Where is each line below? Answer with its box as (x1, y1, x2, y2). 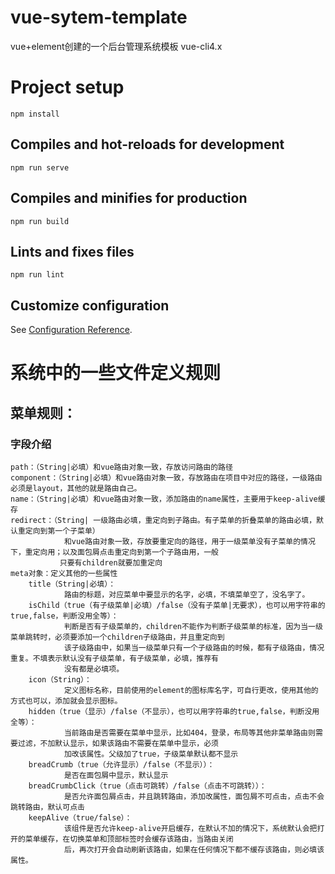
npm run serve (10, 162, 70, 173)
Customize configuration (10, 297, 170, 314)
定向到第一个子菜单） (24, 526, 100, 536)
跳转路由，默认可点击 (10, 802, 85, 812)
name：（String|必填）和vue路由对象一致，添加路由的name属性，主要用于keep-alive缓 (10, 494, 326, 504)
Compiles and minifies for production (10, 190, 248, 207)
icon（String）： (28, 675, 92, 685)
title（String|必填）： (28, 579, 117, 589)
